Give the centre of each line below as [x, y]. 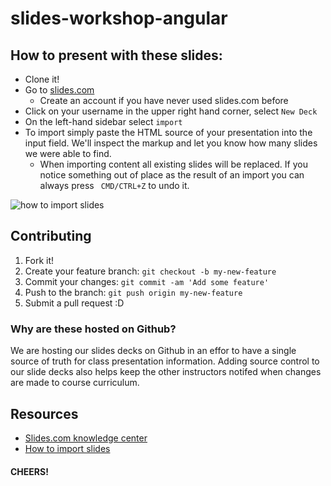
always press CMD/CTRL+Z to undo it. [114, 185]
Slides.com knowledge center [86, 438]
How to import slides [67, 448]
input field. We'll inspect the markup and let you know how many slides [171, 143]
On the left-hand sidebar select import [103, 121]
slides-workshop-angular [119, 18]
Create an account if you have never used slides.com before [164, 100]
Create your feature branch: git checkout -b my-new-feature [150, 271]
